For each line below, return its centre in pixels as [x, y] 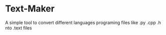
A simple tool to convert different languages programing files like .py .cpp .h [83, 22]
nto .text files [19, 27]
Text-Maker [30, 9]
